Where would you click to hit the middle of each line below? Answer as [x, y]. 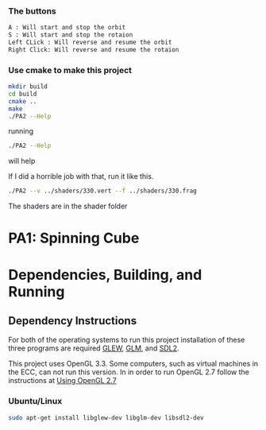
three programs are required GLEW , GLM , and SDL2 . [94, 348]
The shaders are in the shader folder [68, 206]
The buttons [33, 11]
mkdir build [28, 87]
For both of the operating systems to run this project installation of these [127, 340]
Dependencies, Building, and [105, 275]
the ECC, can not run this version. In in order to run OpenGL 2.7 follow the [129, 372]
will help [22, 161]
